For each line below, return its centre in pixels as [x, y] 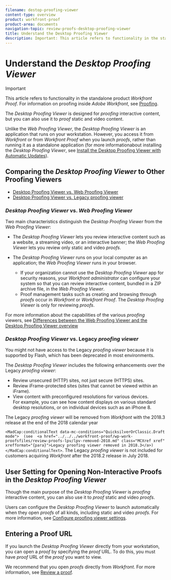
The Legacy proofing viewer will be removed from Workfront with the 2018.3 [85, 417]
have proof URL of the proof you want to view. [54, 557]
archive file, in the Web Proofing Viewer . [62, 289]
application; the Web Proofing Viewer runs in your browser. [74, 263]
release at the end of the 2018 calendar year [52, 423]
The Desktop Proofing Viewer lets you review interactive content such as [89, 236]
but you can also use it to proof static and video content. [64, 119]
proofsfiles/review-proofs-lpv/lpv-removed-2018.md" [62, 441]
